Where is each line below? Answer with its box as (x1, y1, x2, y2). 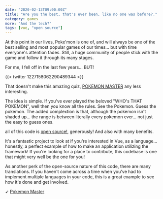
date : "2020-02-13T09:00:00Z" (5, 7, 67, 12)
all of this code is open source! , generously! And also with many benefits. (5, 129, 154, 134)
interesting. (5, 89, 28, 95)
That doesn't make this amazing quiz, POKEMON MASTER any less (5, 83, 141, 89)
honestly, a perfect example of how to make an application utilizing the (5, 143, 149, 149)
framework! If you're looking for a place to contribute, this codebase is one (5, 149, 157, 155)
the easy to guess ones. (5, 119, 54, 125)
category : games (5, 16, 38, 21)
